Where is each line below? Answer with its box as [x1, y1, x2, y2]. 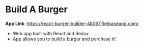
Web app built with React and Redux [12, 30, 89, 36]
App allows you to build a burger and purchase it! [12, 36, 116, 42]
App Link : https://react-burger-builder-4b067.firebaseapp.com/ [5, 20, 139, 27]
